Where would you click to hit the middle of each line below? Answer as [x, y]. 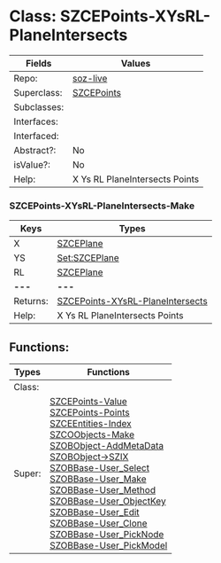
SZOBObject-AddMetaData [107, 446]
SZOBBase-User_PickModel [109, 545]
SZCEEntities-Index [91, 424]
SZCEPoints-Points [90, 412]
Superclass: [38, 92]
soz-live [90, 78]
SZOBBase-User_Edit [95, 512]
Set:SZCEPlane [88, 258]
